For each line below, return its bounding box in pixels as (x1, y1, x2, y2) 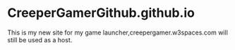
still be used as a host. (7, 35, 73, 44)
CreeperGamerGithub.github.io (7, 5, 195, 21)
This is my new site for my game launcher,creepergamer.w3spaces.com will (7, 28, 228, 37)
